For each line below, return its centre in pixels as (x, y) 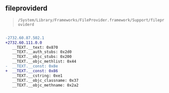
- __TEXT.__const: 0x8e (32, 66)
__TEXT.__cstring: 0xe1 (37, 76)
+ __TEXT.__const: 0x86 (32, 71)
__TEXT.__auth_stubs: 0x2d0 (42, 52)
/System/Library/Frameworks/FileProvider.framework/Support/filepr (91, 20)
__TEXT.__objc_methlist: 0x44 (44, 61)
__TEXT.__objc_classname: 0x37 (45, 80)
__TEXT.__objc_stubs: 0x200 (42, 57)
